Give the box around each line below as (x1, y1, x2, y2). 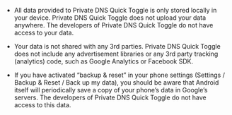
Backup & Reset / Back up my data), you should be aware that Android (13, 78, 219, 87)
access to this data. (13, 101, 71, 109)
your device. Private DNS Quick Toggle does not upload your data (13, 13, 207, 22)
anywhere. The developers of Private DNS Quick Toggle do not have (13, 21, 214, 29)
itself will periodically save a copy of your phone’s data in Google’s (13, 86, 208, 94)
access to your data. (13, 28, 74, 37)
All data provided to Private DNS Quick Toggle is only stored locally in (13, 6, 217, 14)
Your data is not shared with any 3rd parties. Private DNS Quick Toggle (13, 42, 221, 50)
